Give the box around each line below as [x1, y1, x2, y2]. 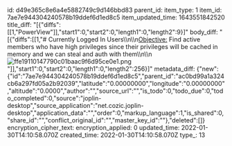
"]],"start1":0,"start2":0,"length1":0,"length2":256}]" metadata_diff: [7, 65, 195, 73]
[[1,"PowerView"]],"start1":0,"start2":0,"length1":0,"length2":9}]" [7, 28, 189, 36]
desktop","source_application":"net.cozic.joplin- [7, 102, 144, 109]
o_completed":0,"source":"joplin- [7, 94, 102, 102]
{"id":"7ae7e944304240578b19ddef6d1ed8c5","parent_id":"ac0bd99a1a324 [7, 72, 225, 80]
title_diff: [7, 21, 33, 28]
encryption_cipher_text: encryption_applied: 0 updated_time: [7, 124, 180, 131]
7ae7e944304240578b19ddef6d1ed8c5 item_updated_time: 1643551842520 [7, 13, 225, 21]
